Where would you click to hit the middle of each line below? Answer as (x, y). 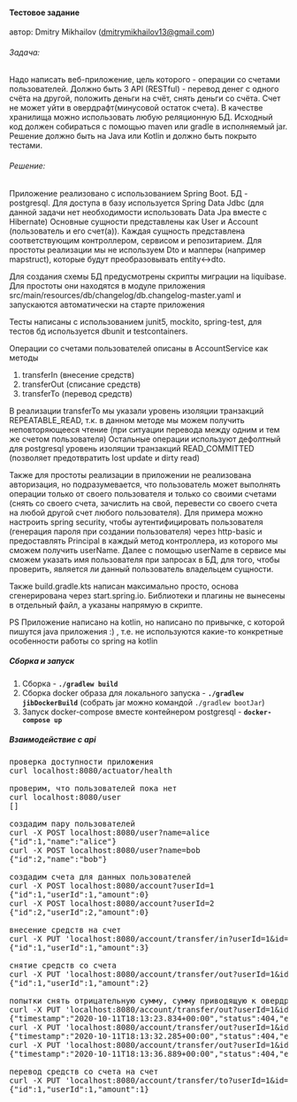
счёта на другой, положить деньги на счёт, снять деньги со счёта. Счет (145, 98)
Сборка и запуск (42, 661)
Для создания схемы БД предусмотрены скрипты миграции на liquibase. (148, 276)
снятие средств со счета (63, 965)
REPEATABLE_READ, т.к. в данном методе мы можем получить (127, 420)
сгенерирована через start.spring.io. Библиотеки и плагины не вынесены (147, 595)
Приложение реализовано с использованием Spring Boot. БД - (129, 193)
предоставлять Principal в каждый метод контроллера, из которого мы (144, 541)
